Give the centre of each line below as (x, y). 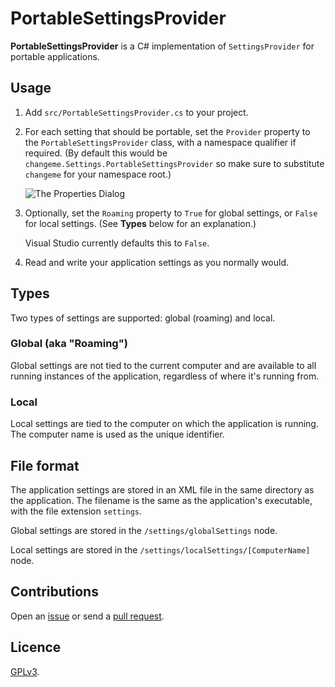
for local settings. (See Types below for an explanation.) (140, 223)
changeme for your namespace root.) (98, 174)
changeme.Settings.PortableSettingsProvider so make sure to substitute (174, 163)
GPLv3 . (25, 671)
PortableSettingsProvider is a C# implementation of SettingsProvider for (162, 46)
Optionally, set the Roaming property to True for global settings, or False (171, 213)
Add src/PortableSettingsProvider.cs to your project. (136, 112)
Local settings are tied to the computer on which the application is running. (164, 424)
